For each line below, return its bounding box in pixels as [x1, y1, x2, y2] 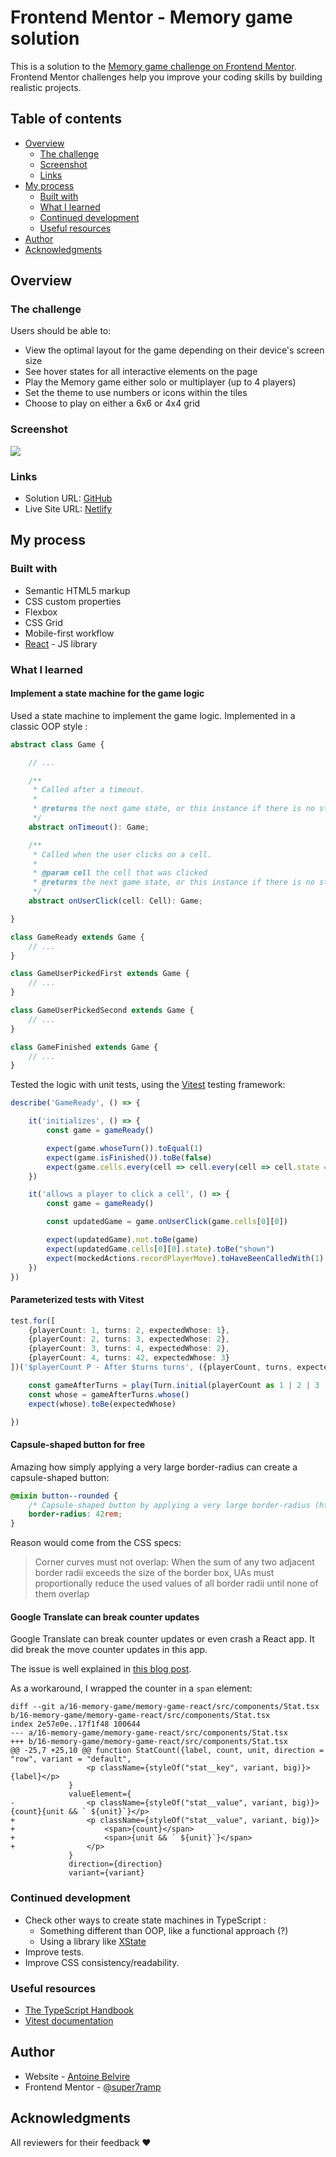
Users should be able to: [10, 325, 112, 337]
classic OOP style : [10, 720, 88, 732]
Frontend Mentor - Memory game [10, 6, 293, 29]
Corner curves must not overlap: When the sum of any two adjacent [34, 1556, 315, 1568]
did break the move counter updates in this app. [10, 1644, 208, 1656]
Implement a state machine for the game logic [10, 687, 205, 700]
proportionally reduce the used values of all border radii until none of [34, 1577, 319, 1590]
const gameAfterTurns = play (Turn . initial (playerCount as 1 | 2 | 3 [28, 1380, 320, 1390]
